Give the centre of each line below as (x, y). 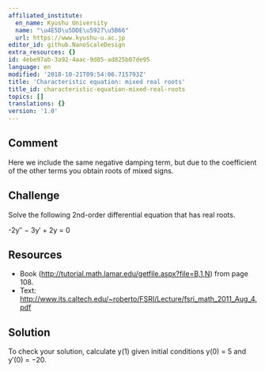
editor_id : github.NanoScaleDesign (67, 45)
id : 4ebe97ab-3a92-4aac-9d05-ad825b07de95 (79, 60)
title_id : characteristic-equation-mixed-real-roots (97, 89)
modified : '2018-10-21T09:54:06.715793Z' (78, 74)
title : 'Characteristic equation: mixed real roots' (97, 82)
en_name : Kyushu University (62, 23)
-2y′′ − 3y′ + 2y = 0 (39, 230)
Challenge (34, 196)
